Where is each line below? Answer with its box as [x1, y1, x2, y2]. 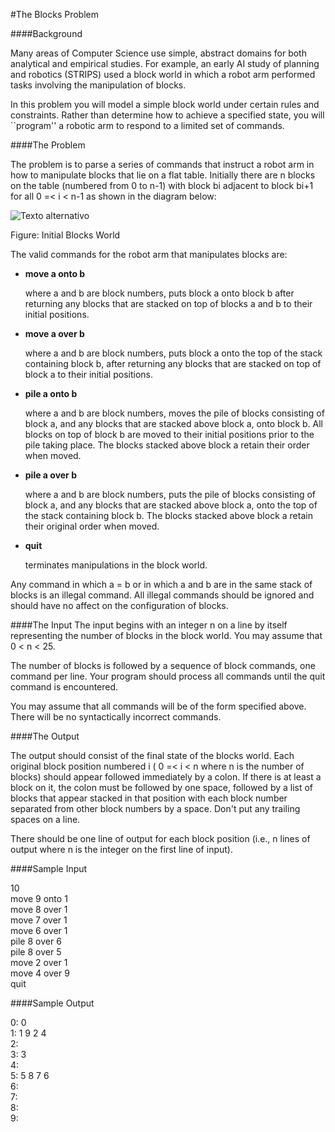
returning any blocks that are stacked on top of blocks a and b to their [24, 298, 313, 309]
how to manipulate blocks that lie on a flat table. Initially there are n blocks [10, 169, 316, 181]
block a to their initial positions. [24, 369, 153, 380]
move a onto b [24, 268, 86, 279]
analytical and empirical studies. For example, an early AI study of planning [10, 58, 320, 69]
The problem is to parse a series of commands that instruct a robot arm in [10, 159, 315, 170]
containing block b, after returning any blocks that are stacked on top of [24, 358, 322, 369]
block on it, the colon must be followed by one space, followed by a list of [10, 782, 314, 793]
